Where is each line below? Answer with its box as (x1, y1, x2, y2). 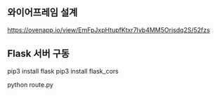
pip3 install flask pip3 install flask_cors (7, 67, 119, 75)
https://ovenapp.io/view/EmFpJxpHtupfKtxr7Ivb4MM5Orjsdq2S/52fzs (7, 25, 211, 34)
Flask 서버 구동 (7, 48, 70, 60)
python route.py (7, 80, 54, 89)
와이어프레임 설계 (7, 6, 78, 19)
